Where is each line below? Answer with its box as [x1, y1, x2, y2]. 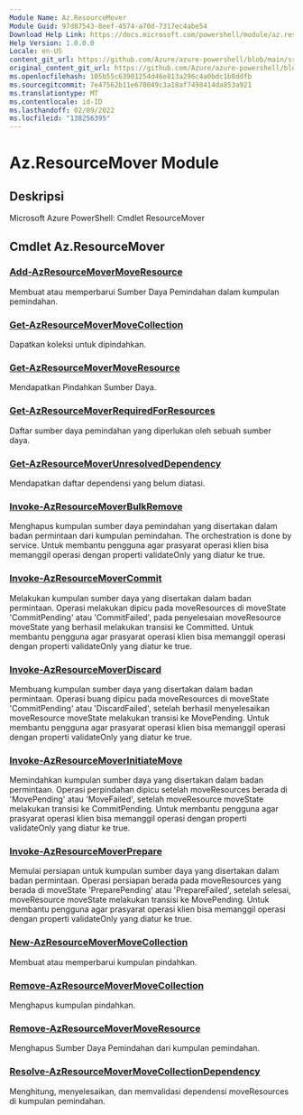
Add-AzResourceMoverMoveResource [9, 265, 183, 278]
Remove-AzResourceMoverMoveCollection [9, 979, 205, 991]
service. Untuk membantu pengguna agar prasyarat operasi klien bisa [9, 540, 269, 551]
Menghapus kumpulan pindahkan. [9, 999, 136, 1011]
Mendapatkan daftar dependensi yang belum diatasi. [9, 478, 206, 488]
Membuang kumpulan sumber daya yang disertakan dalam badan [9, 683, 253, 694]
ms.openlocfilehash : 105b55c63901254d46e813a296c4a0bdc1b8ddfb [9, 72, 252, 81]
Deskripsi [9, 189, 65, 204]
